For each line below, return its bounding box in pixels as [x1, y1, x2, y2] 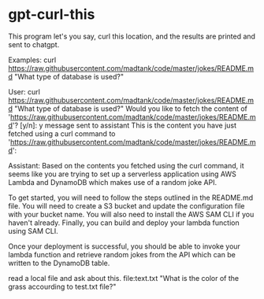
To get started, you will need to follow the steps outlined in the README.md [8, 193, 254, 202]
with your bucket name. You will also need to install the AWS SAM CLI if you [8, 209, 255, 219]
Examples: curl [8, 55, 57, 65]
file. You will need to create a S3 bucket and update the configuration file [8, 201, 245, 210]
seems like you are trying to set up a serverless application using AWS [8, 169, 236, 179]
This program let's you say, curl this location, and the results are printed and [8, 31, 256, 41]
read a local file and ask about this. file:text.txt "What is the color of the [8, 273, 239, 282]
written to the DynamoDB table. [8, 258, 110, 268]
